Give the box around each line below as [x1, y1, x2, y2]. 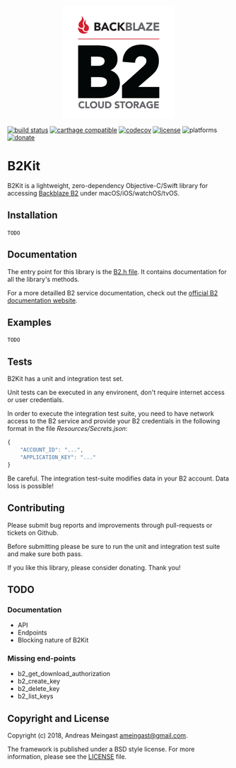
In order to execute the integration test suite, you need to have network [7, 409, 214, 418]
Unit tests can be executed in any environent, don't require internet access [7, 388, 225, 397]
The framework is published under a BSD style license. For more [7, 745, 195, 754]
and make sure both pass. [7, 550, 83, 558]
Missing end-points [7, 654, 76, 663]
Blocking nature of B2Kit [17, 636, 89, 644]
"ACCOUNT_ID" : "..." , [20, 447, 83, 454]
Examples [7, 317, 52, 329]
